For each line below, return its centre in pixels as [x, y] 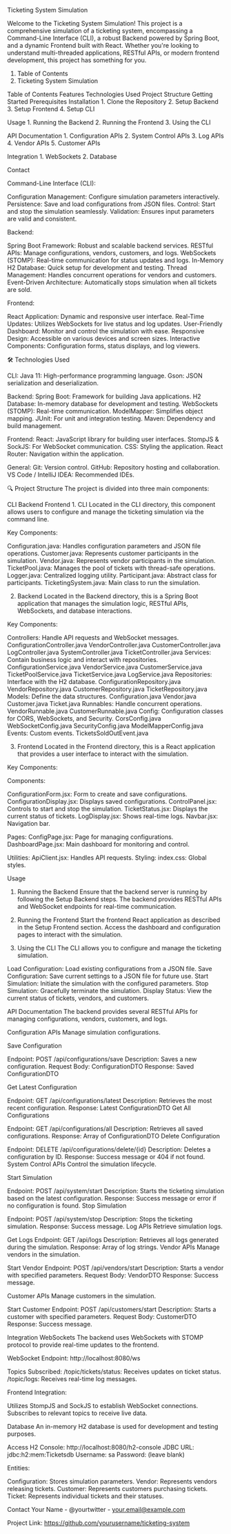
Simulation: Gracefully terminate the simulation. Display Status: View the [110, 991]
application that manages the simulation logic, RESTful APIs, [102, 603]
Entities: [19, 1468]
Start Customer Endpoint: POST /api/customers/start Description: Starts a [112, 1309]
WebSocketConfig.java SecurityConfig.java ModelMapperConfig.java [105, 726]
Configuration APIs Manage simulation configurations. [84, 1032]
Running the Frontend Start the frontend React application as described [119, 920]
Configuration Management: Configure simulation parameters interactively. [113, 197]
